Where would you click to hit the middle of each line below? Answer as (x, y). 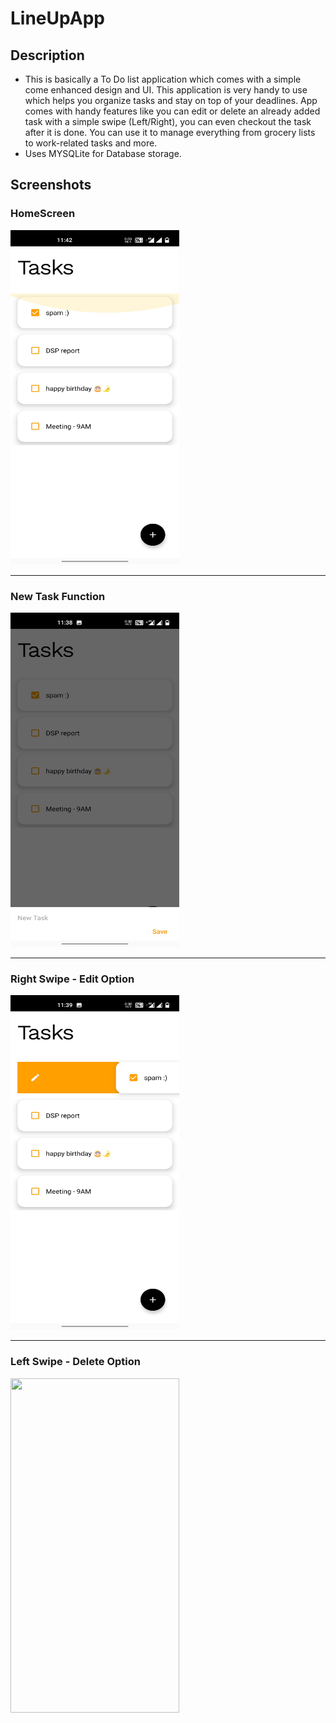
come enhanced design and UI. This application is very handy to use (166, 90)
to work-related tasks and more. (91, 143)
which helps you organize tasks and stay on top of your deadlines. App (171, 100)
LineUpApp (57, 18)
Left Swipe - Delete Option (75, 1362)
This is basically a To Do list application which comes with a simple (163, 79)
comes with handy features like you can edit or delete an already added (172, 111)
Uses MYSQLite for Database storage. (103, 153)
